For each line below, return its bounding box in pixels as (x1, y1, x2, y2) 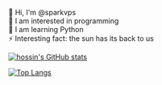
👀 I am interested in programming (8, 16, 119, 26)
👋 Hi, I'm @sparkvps (8, 8, 77, 17)
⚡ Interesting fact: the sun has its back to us (8, 34, 155, 43)
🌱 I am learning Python (8, 25, 84, 34)
